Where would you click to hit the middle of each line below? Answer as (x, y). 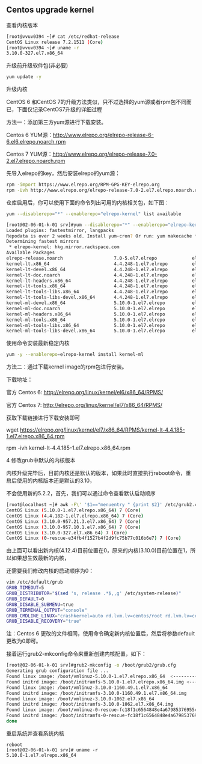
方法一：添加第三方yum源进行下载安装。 (57, 122)
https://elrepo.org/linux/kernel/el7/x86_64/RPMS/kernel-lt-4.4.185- (103, 430)
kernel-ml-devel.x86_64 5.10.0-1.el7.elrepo (86, 303)
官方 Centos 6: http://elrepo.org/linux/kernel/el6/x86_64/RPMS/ (85, 393)
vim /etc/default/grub (35, 582)
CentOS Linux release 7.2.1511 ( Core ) (55, 42)
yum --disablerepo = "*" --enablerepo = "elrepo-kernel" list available (94, 214)
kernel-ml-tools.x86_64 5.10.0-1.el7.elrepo (86, 320)
